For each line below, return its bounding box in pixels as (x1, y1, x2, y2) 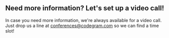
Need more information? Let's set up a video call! (5, 4, 164, 12)
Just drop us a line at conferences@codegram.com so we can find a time (5, 22, 159, 28)
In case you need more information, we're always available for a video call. (5, 17, 162, 23)
